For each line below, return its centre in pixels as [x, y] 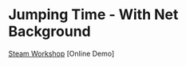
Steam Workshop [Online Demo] [61, 53]
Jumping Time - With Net [93, 15]
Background [49, 31]
